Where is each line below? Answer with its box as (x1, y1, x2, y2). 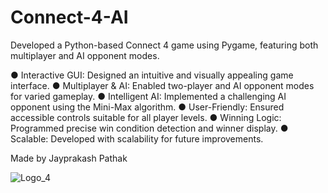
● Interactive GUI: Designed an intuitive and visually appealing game (10, 69, 294, 81)
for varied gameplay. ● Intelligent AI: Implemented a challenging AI (10, 90, 287, 102)
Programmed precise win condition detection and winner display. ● (10, 122, 289, 134)
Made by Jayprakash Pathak (10, 152, 128, 164)
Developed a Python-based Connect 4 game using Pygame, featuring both (10, 39, 319, 51)
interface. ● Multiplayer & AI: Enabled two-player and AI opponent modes (10, 79, 315, 91)
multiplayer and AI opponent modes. (10, 49, 160, 61)
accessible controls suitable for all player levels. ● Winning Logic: (10, 111, 282, 123)
